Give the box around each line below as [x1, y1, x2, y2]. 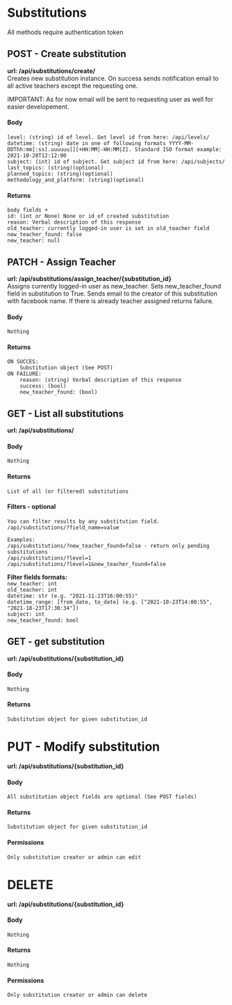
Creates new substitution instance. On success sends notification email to [7, 74, 219, 82]
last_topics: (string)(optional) [7, 164, 104, 171]
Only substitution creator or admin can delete [7, 992, 148, 999]
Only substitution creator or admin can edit [7, 854, 141, 861]
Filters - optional [7, 502, 56, 511]
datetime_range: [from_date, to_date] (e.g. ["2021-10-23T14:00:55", [7, 598, 213, 606]
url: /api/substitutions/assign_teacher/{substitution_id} [7, 274, 172, 283]
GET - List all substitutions [7, 408, 124, 420]
